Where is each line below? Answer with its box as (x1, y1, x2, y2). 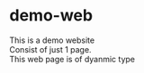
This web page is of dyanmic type (9, 53, 136, 64)
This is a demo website (9, 35, 95, 45)
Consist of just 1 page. (9, 44, 92, 54)
